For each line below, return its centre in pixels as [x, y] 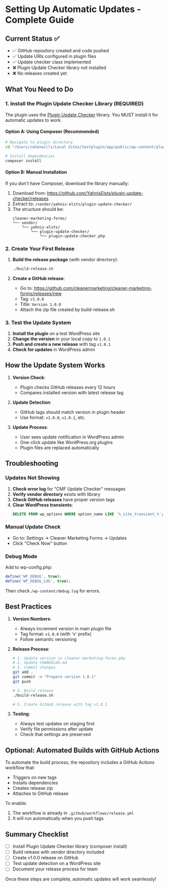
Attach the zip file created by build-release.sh [67, 309]
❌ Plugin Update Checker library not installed [59, 67]
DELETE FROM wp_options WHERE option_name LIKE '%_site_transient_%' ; [88, 514]
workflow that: [20, 768]
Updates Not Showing [32, 478]
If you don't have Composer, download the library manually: [67, 183]
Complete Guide [40, 20]
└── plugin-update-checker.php [72, 236]
